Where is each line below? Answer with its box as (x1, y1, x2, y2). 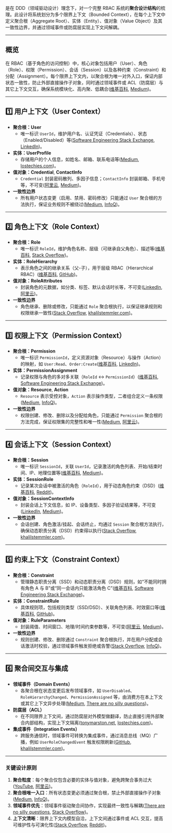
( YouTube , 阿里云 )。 (12, 783, 55, 789)
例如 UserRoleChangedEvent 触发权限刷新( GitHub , (29, 738, 132, 745)
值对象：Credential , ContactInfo (12, 169, 82, 175)
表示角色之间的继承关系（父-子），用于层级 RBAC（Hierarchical (20, 265, 154, 271)
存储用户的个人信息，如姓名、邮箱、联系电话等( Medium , (20, 156, 140, 162)
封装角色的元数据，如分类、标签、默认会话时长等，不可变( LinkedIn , (20, 284, 163, 290)
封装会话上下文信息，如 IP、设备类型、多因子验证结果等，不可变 (20, 502, 156, 508)
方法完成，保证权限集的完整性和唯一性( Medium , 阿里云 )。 (20, 419, 142, 425)
